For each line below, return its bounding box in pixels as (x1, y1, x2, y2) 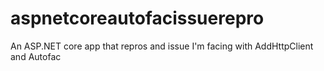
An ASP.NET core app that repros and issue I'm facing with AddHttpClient (10, 40, 314, 52)
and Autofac (10, 50, 62, 62)
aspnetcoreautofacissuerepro (10, 7, 265, 30)
